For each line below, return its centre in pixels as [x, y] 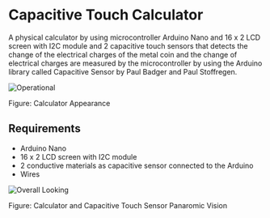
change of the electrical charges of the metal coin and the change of [123, 54]
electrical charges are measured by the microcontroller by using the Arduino [135, 63]
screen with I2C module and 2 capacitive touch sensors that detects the [128, 45]
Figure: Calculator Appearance [59, 103]
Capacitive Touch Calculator [106, 15]
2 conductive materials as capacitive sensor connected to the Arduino [137, 165]
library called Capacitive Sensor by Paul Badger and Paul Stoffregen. [123, 71]
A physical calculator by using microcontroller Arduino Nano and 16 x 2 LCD [135, 37]
